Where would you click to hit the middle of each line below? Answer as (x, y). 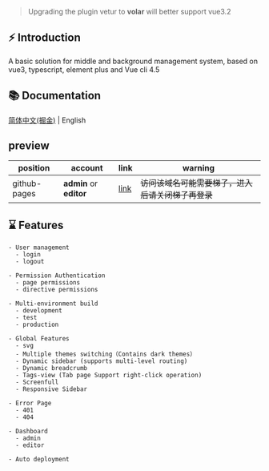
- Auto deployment (39, 460)
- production (37, 325)
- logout (30, 262)
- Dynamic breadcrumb (52, 368)
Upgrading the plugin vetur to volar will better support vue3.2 (129, 12)
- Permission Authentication (57, 276)
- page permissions (48, 283)
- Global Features (39, 339)
